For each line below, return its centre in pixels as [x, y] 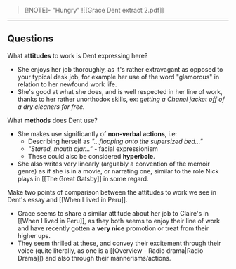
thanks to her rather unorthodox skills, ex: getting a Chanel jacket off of [121, 99]
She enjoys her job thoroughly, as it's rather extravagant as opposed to [120, 69]
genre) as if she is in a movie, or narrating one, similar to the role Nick [118, 171]
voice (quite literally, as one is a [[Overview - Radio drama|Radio [110, 250]
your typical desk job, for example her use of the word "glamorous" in [118, 77]
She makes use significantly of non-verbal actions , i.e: [97, 133]
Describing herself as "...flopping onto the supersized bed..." [116, 141]
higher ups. [34, 235]
